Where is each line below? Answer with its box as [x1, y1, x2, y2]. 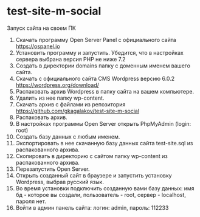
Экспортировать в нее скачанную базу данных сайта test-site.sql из [15, 139, 193, 146]
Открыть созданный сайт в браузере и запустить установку [15, 171, 172, 179]
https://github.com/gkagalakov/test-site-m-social [15, 107, 139, 114]
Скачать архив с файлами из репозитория [15, 100, 126, 108]
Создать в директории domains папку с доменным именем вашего [15, 62, 191, 69]
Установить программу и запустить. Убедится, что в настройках [15, 49, 184, 56]
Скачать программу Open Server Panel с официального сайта [15, 36, 177, 43]
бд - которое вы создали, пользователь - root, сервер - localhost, [15, 191, 186, 198]
